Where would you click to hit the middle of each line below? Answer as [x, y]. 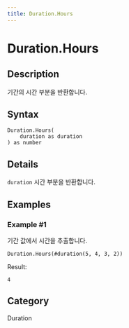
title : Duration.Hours [40, 14]
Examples [29, 204]
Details [23, 164]
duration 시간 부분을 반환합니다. [51, 182]
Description [33, 74]
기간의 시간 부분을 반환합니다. [47, 92]
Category [28, 301]
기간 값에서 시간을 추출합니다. [47, 240]
